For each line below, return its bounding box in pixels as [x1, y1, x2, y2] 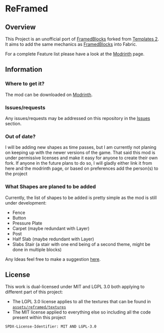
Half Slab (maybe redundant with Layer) [12, 236, 94, 242]
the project [5, 171, 28, 177]
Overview [5, 23, 36, 31]
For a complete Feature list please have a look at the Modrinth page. [5, 51, 145, 57]
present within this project [12, 315, 66, 321]
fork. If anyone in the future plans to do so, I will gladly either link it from [5, 160, 153, 166]
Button [12, 215, 26, 221]
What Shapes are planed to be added [5, 183, 96, 190]
